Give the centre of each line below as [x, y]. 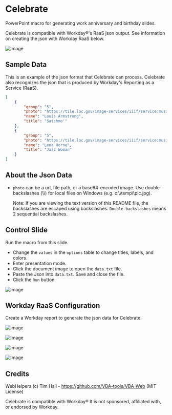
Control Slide [26, 230]
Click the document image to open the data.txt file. [67, 269]
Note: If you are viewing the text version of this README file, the [80, 203]
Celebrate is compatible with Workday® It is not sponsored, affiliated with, [83, 402]
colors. [20, 258]
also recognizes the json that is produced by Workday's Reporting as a [80, 82]
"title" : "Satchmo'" [46, 121]
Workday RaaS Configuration [53, 306]
